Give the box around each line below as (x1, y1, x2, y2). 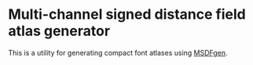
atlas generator (8, 22, 111, 40)
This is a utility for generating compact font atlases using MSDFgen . (8, 48, 228, 57)
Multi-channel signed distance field (8, 5, 246, 23)
